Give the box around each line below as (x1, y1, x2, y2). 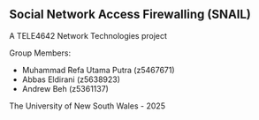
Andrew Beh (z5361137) (21, 83, 109, 94)
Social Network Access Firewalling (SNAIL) (9, 7, 252, 22)
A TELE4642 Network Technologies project (9, 30, 168, 41)
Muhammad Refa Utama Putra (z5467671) (21, 64, 175, 75)
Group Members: (9, 48, 72, 58)
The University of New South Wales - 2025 (9, 101, 166, 111)
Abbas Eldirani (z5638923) (21, 74, 121, 85)
